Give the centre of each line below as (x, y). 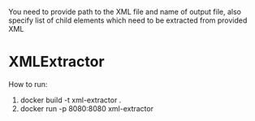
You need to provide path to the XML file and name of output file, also (125, 12)
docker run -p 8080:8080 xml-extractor (87, 108)
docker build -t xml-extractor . (71, 100)
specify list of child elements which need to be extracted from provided (128, 20)
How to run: (28, 84)
